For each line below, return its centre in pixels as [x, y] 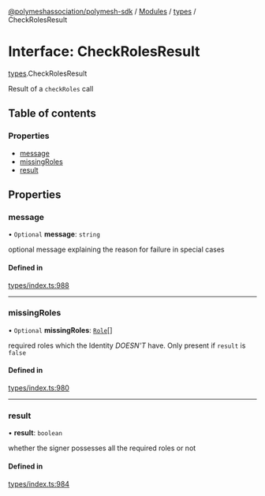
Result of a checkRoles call [51, 88]
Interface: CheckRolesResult [104, 52]
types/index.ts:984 [39, 483]
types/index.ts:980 [39, 388]
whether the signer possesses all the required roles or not [102, 448]
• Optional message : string [54, 234]
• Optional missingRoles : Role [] [60, 330]
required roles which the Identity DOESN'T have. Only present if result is [127, 345]
